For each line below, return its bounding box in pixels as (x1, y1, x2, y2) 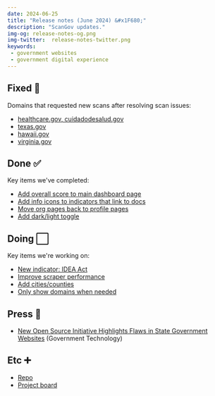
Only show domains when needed (17, 287, 117, 296)
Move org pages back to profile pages (17, 205, 129, 214)
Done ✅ (7, 157, 42, 169)
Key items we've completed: (7, 176, 90, 185)
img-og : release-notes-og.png (7, 30, 97, 37)
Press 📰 (7, 308, 42, 320)
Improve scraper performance (17, 273, 106, 281)
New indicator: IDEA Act (17, 265, 88, 273)
